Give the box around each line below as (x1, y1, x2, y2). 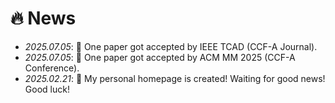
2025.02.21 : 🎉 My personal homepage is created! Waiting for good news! (24, 72, 326, 84)
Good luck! (24, 83, 70, 95)
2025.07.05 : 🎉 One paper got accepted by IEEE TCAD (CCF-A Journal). (24, 40, 318, 52)
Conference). (24, 62, 80, 74)
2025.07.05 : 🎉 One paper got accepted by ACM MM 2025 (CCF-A (24, 51, 296, 63)
